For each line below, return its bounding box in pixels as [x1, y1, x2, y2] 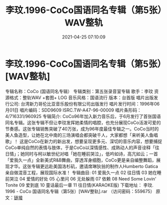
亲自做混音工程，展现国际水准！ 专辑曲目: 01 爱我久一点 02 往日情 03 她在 [5, 169, 157, 175]
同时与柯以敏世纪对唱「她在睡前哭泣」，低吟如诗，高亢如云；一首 [24, 150, 158, 156]
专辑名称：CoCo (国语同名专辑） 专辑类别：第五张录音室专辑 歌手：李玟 [5, 88, 154, 94]
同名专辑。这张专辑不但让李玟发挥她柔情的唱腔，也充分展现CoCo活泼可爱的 [5, 119, 161, 125]
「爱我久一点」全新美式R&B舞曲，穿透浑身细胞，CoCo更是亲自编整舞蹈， [5, 157, 157, 163]
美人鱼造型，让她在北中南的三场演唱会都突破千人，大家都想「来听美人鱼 [5, 132, 154, 138]
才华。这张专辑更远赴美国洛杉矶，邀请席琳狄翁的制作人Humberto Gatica [9, 163, 159, 169]
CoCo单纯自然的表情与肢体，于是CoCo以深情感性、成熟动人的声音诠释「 [5, 144, 156, 150]
